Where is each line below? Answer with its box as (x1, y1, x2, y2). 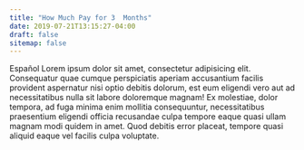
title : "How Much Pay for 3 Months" (9, 13, 152, 23)
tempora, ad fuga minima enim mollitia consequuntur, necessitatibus (9, 101, 265, 113)
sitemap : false (9, 38, 67, 48)
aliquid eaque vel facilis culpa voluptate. (9, 130, 160, 141)
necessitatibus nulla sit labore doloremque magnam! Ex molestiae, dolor (9, 92, 279, 103)
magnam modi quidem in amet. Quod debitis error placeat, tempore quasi (9, 121, 284, 132)
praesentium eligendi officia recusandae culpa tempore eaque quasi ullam (9, 111, 287, 122)
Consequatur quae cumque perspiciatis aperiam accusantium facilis (9, 73, 264, 84)
